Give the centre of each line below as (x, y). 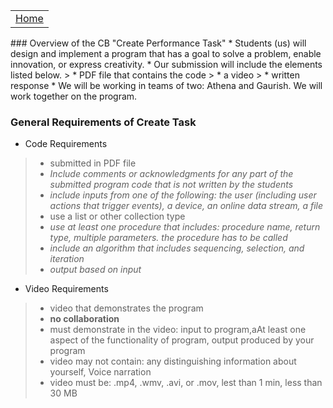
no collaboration (84, 319)
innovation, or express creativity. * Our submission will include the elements (166, 64)
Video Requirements (66, 289)
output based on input (95, 270)
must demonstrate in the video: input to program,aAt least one (178, 330)
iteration (67, 259)
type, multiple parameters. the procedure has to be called (168, 238)
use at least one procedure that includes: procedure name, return (185, 227)
